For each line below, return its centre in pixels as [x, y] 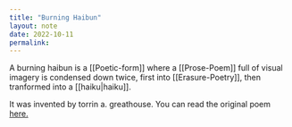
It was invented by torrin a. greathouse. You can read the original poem [140, 105]
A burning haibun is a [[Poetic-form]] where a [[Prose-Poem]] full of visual [146, 68]
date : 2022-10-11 [42, 34]
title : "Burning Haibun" [55, 17]
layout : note [33, 26]
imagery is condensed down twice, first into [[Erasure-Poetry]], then [135, 78]
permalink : [29, 42]
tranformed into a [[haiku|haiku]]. [70, 87]
